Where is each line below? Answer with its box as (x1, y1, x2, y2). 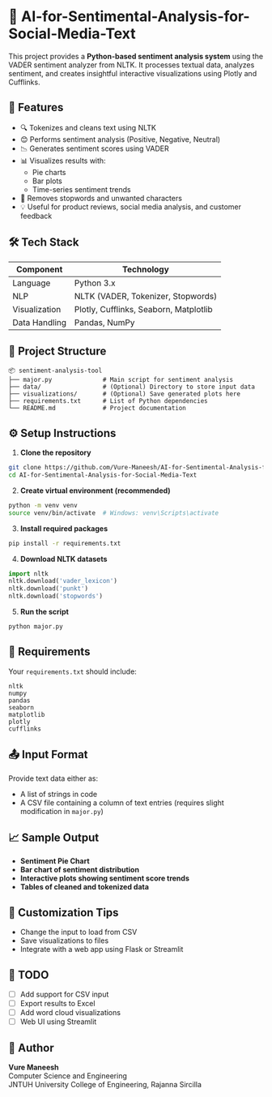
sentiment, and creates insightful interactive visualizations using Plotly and (8, 68, 257, 78)
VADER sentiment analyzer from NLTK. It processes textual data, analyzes (8, 60, 255, 70)
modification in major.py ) (19, 806, 104, 816)
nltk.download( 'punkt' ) (8, 585, 89, 593)
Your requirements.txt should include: (8, 666, 138, 676)
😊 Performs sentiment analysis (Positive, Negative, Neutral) (19, 134, 221, 144)
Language (12, 277, 51, 289)
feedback (19, 211, 53, 221)
